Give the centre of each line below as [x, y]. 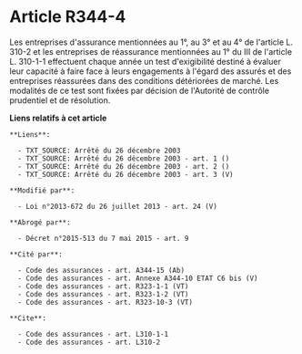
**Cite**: [28, 318]
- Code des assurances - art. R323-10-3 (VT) [106, 302]
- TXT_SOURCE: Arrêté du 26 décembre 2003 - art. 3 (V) [126, 174]
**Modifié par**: [42, 190]
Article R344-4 [68, 17]
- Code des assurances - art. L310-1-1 [93, 334]
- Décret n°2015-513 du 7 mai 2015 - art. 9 [103, 238]
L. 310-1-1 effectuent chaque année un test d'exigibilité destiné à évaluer [146, 61]
